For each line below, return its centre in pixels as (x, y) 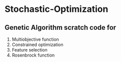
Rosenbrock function (33, 55)
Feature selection (30, 50)
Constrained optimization (37, 45)
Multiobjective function (35, 39)
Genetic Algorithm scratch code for (60, 28)
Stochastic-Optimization (57, 9)
